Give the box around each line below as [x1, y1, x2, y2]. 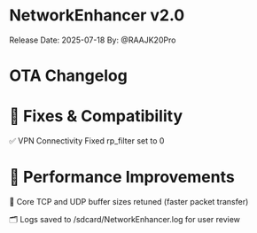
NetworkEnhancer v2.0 [9, 5, 185, 26]
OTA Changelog [9, 66, 128, 86]
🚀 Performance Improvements [9, 167, 235, 187]
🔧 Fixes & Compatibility [9, 106, 183, 127]
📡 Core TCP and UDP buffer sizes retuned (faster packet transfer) [9, 197, 249, 206]
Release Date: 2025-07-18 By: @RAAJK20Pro [9, 35, 176, 45]
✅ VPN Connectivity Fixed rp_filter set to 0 [9, 136, 165, 146]
